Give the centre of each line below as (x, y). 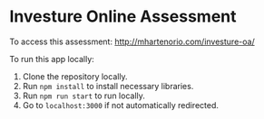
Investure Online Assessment (123, 17)
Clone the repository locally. (75, 76)
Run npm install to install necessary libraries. (108, 86)
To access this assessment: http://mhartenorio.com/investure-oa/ (132, 41)
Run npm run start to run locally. (83, 96)
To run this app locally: (52, 59)
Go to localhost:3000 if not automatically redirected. (121, 105)
